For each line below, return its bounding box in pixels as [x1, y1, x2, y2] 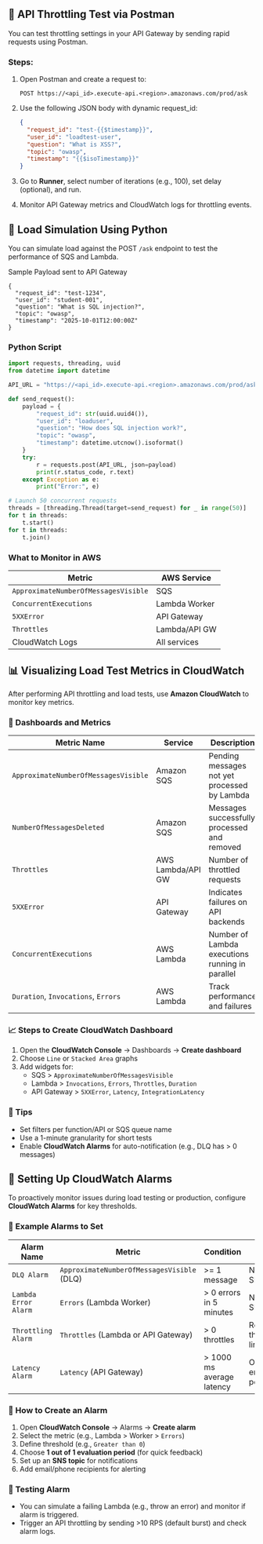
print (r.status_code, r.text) [36, 468, 135, 476]
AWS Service [161, 572, 211, 583]
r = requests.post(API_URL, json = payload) [36, 461, 177, 469]
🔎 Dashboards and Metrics [8, 717, 111, 728]
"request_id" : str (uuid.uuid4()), [36, 410, 149, 418]
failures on [208, 896, 248, 907]
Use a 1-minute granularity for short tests [19, 1133, 153, 1142]
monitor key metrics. [8, 697, 74, 706]
